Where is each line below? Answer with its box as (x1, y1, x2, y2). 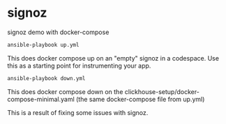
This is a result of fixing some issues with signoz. (7, 108, 149, 116)
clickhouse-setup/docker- (124, 87, 200, 95)
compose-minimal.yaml (7, 95, 75, 103)
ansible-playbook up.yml (7, 41, 80, 48)
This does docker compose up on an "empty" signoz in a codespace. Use (7, 54, 220, 62)
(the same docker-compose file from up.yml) (75, 95, 205, 103)
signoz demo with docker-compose (7, 28, 110, 36)
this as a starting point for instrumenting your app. (7, 61, 151, 70)
